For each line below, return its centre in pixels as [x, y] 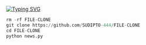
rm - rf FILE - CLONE [28, 20]
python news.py [25, 36]
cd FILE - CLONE [23, 30]
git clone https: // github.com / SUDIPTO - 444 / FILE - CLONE [73, 25]
